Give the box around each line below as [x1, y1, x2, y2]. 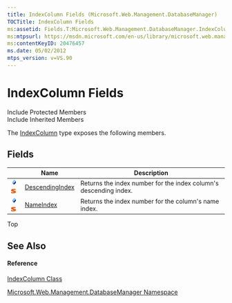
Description [133, 169, 168, 177]
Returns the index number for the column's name [80, 197, 220, 205]
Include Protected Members [7, 107, 86, 116]
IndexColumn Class [7, 274, 63, 282]
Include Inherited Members [7, 115, 84, 123]
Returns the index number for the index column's [80, 179, 219, 187]
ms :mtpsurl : [7, 33, 41, 40]
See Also [7, 240, 46, 251]
